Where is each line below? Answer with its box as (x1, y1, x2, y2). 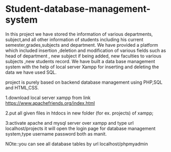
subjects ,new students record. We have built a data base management (5, 58, 155, 64)
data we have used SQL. (5, 69, 57, 75)
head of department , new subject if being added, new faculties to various (5, 52, 162, 59)
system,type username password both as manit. (5, 130, 107, 137)
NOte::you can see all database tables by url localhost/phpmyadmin (5, 141, 148, 147)
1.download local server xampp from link (5, 94, 91, 101)
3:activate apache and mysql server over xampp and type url (5, 120, 134, 126)
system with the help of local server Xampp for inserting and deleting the (5, 64, 159, 70)
